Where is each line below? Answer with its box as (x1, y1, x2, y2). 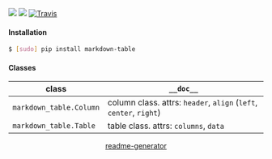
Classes (8, 62, 36, 72)
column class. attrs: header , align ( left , (107, 97, 257, 109)
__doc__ (168, 84, 198, 93)
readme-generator (104, 141, 168, 151)
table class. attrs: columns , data (107, 120, 225, 131)
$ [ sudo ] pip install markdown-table (8, 45, 136, 54)
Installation (8, 27, 47, 37)
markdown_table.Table (12, 122, 96, 131)
